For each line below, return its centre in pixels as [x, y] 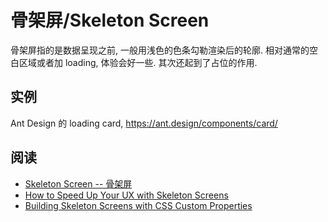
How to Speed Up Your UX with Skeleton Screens [126, 195]
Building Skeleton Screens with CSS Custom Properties [138, 205]
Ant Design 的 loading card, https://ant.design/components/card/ [144, 123]
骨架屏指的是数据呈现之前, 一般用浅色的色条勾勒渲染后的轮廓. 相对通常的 [160, 50]
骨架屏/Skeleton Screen [110, 20]
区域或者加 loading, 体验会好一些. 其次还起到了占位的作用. [138, 62]
